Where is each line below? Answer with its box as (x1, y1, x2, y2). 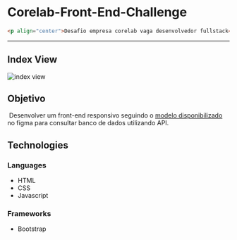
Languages (7, 160, 47, 170)
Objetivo (7, 93, 46, 105)
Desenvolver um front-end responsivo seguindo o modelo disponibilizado (8, 111, 223, 120)
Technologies (7, 139, 69, 151)
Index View (7, 53, 58, 65)
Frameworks (7, 209, 51, 219)
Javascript (17, 191, 49, 200)
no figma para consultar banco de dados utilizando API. (7, 119, 169, 127)
